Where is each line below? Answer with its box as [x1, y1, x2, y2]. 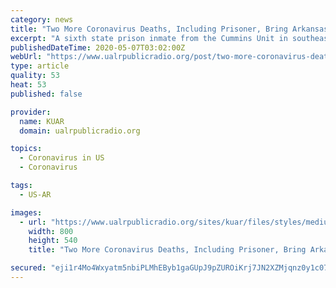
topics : [10, 144, 43, 154]
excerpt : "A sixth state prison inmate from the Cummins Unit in [10, 33, 288, 43]
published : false [10, 89, 83, 99]
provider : [10, 107, 52, 117]
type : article [10, 61, 70, 71]
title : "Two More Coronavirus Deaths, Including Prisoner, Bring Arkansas [10, 24, 329, 34]
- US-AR [19, 189, 52, 200]
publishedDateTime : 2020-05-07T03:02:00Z [10, 42, 186, 53]
